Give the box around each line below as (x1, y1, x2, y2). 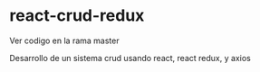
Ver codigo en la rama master (9, 35, 120, 46)
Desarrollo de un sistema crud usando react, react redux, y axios (9, 52, 251, 63)
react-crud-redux (9, 5, 145, 26)
